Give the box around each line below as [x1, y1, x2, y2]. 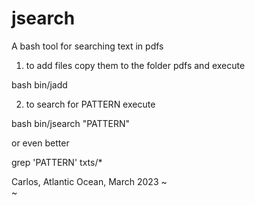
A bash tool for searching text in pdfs [11, 40, 164, 52]
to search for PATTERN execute [25, 98, 156, 110]
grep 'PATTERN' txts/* [11, 156, 103, 168]
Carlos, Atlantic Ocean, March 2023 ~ [11, 175, 168, 187]
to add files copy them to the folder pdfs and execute [25, 59, 246, 71]
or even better [11, 137, 70, 149]
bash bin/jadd [11, 78, 68, 91]
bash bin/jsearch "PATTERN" [11, 117, 131, 129]
